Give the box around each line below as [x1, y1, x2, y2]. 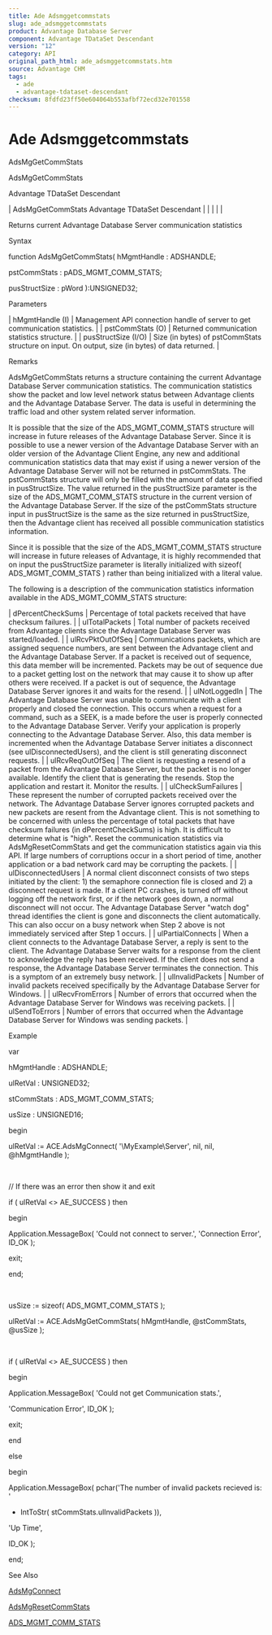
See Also [8, 1571, 39, 1580]
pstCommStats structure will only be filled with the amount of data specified [8, 475, 263, 484]
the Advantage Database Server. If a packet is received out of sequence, [8, 652, 252, 662]
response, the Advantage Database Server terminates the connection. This [8, 963, 259, 973]
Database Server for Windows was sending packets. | [8, 1015, 188, 1025]
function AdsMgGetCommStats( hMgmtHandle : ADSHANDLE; [8, 252, 217, 261]
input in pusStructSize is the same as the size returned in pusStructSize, [8, 510, 250, 519]
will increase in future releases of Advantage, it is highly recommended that [8, 551, 261, 561]
